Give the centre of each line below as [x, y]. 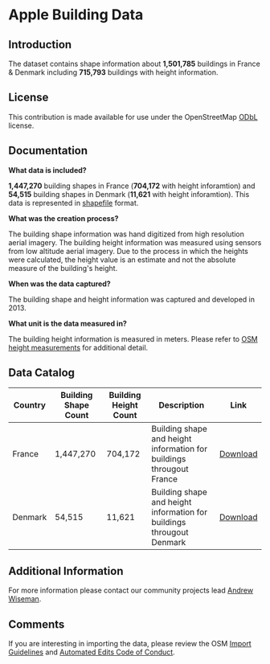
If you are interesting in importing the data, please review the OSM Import [130, 644]
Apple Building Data [76, 15]
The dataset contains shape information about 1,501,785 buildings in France [135, 64]
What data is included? [47, 170]
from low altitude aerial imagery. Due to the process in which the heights [129, 251]
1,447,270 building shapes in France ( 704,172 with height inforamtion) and [132, 186]
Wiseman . [25, 599]
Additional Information [66, 571]
